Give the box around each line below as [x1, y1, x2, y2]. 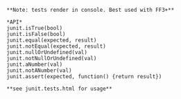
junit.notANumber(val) [6, 67, 72, 74]
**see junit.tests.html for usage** [6, 85, 112, 92]
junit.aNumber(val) [6, 61, 63, 68]
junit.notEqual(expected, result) [6, 43, 107, 50]
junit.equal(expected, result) [6, 37, 97, 44]
